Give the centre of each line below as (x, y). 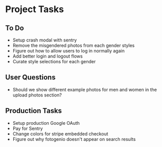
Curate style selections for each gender (54, 61)
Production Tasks (34, 111)
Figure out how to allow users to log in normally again (69, 51)
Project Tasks (35, 9)
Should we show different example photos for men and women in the (85, 89)
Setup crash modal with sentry (45, 40)
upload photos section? (37, 95)
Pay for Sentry (28, 128)
